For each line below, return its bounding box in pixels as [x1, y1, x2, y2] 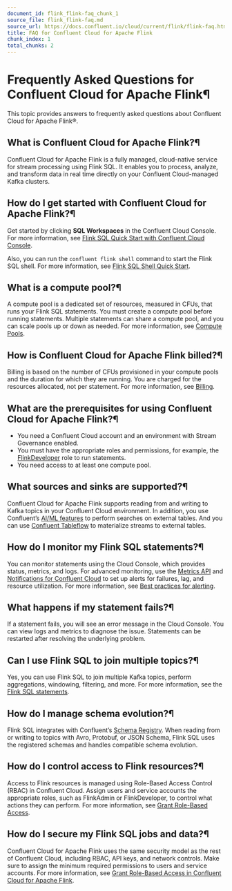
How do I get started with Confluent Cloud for [7, 198, 207, 209]
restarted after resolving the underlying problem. [7, 635, 146, 643]
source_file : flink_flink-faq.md [7, 17, 104, 23]
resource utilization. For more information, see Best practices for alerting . [7, 582, 215, 590]
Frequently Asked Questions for [7, 72, 195, 88]
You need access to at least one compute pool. [17, 461, 151, 469]
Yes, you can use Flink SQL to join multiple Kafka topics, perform [7, 673, 192, 681]
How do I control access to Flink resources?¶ [7, 760, 204, 772]
